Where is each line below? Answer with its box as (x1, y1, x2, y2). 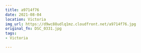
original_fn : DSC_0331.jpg (5, 26, 62, 31)
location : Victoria (5, 17, 46, 22)
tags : (5, 31, 17, 36)
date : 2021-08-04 (5, 12, 42, 17)
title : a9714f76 (5, 7, 39, 13)
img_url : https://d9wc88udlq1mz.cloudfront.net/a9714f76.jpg (5, 21, 136, 27)
